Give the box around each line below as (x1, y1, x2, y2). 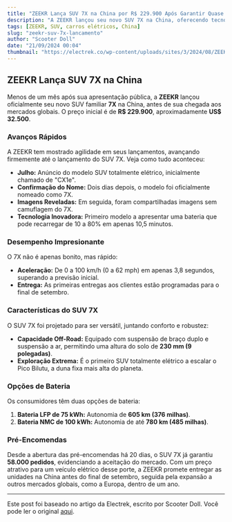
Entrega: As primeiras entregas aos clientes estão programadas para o (17, 281, 220, 289)
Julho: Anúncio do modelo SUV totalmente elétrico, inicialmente (17, 168, 200, 176)
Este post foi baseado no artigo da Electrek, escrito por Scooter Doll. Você (7, 500, 219, 508)
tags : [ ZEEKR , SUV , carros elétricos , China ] (7, 23, 140, 30)
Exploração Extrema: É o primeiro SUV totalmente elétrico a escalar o (17, 357, 217, 365)
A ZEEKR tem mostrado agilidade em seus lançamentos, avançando (7, 147, 200, 156)
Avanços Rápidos (7, 132, 67, 142)
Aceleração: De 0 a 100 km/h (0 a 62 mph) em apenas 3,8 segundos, (17, 266, 215, 274)
